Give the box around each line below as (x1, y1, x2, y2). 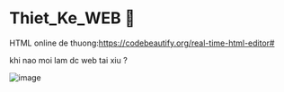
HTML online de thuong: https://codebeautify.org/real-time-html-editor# (9, 38, 275, 48)
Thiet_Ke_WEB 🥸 (9, 8, 136, 29)
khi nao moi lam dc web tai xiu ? (9, 54, 128, 65)
